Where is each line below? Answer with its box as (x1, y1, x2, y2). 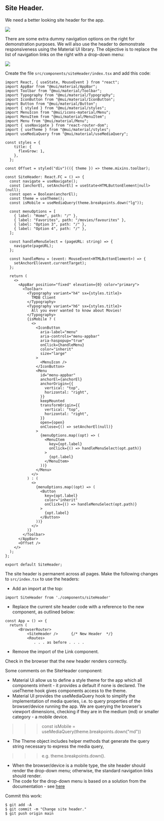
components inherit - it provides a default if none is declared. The (12, 682, 145, 688)
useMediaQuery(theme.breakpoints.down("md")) (41, 728, 141, 734)
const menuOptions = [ (9, 209, 56, 214)
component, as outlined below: (12, 609, 75, 615)
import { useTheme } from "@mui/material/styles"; (5, 127, 111, 132)
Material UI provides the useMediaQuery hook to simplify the (12, 693, 136, 698)
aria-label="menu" (40, 329, 78, 334)
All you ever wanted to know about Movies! (31, 308, 122, 313)
